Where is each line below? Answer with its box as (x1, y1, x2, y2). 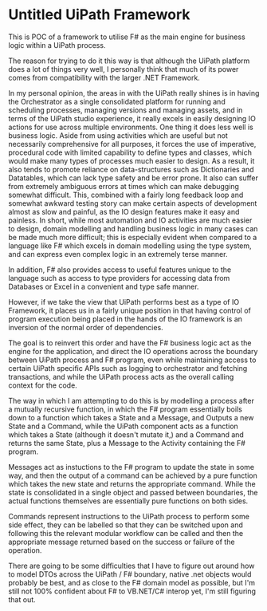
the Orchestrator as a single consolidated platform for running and (8, 97, 226, 106)
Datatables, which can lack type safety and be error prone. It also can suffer (8, 173, 259, 183)
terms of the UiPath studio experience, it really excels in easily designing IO (8, 113, 257, 123)
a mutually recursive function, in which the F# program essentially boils (8, 404, 243, 414)
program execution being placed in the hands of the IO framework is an (8, 313, 243, 324)
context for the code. (8, 380, 77, 390)
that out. (8, 594, 36, 604)
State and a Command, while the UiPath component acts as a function (8, 421, 239, 431)
